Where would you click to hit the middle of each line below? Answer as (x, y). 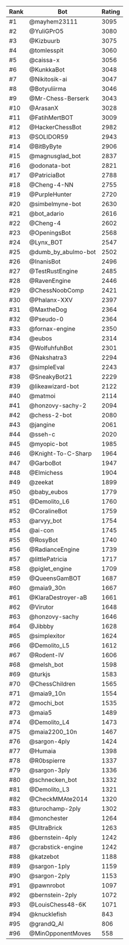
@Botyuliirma (47, 89)
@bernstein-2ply (53, 895)
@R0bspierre (47, 760)
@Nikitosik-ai (48, 79)
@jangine (42, 425)
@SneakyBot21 (51, 377)
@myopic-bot (49, 444)
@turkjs (40, 674)
